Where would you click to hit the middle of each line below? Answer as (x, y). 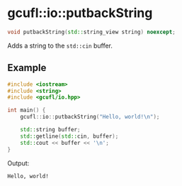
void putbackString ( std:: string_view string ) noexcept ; (91, 32)
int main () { (27, 110)
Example (27, 68)
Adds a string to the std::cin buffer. (60, 45)
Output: (18, 163)
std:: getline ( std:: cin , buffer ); (69, 136)
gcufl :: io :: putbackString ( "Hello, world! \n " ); (90, 117)
